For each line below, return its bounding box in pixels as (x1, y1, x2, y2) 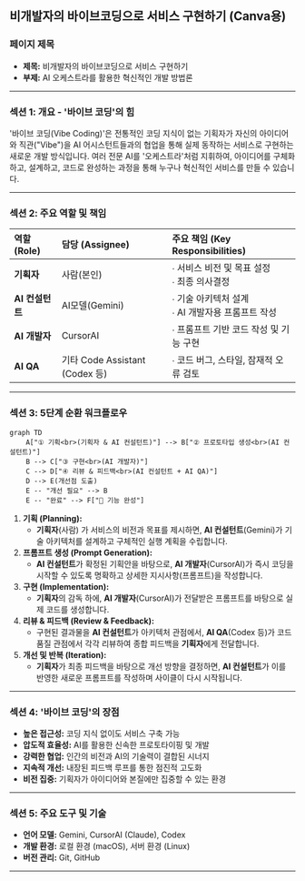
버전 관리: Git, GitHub (22, 852, 101, 863)
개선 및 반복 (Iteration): (22, 649, 107, 660)
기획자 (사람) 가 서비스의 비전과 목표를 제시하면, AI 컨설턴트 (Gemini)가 (35, 524, 283, 535)
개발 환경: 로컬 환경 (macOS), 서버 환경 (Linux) (22, 841, 191, 852)
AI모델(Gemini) (61, 299, 124, 312)
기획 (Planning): (22, 512, 83, 523)
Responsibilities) (172, 245, 247, 258)
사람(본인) (61, 268, 103, 281)
